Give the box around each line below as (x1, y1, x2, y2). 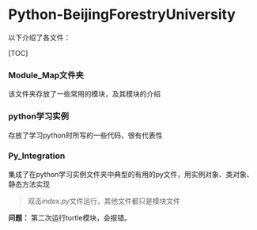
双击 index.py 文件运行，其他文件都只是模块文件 (27, 196, 180, 205)
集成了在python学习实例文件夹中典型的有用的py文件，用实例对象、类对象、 (8, 169, 255, 179)
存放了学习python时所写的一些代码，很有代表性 (8, 130, 163, 140)
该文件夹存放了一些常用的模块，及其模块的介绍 (8, 89, 161, 99)
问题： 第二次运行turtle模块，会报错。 (8, 213, 132, 222)
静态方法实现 (8, 179, 50, 189)
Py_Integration (8, 150, 66, 161)
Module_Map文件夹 (8, 70, 85, 81)
